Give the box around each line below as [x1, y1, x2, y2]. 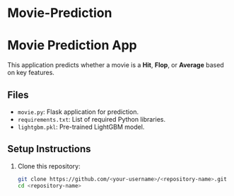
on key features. [7, 69, 55, 77]
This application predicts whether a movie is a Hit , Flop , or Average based [7, 61, 224, 69]
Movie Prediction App [7, 38, 137, 54]
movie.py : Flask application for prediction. [17, 108, 139, 116]
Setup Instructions [7, 143, 91, 155]
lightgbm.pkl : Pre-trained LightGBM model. [17, 122, 145, 131]
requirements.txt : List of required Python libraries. [17, 115, 166, 123]
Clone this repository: [17, 161, 81, 171]
